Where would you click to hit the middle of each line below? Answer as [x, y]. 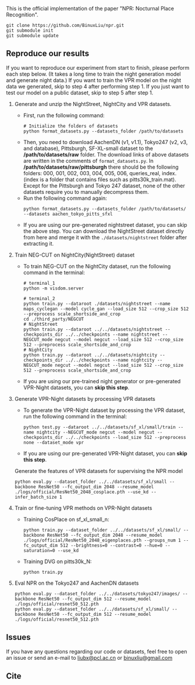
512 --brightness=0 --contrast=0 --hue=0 [111, 545]
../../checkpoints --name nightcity [110, 360]
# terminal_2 [39, 298]
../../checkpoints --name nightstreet [112, 334]
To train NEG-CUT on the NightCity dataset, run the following [97, 266]
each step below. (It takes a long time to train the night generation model [93, 74]
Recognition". [22, 15]
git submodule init [30, 30]
